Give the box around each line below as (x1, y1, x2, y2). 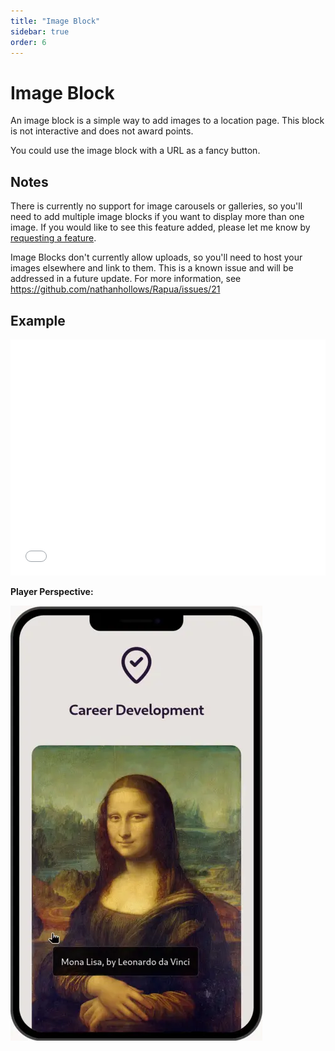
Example (10, 312, 66, 329)
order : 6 (10, 37, 47, 47)
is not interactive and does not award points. (10, 125, 194, 137)
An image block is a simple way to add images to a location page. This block (10, 115, 325, 127)
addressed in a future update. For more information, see (10, 273, 242, 285)
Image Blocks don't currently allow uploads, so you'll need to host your (10, 251, 303, 264)
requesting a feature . (10, 232, 97, 244)
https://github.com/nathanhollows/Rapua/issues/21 (10, 283, 221, 295)
